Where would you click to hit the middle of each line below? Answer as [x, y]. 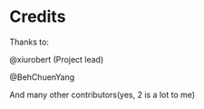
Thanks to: [29, 42]
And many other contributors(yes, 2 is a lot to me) [102, 94]
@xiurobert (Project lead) [57, 59]
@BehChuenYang [42, 77]
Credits [38, 17]
